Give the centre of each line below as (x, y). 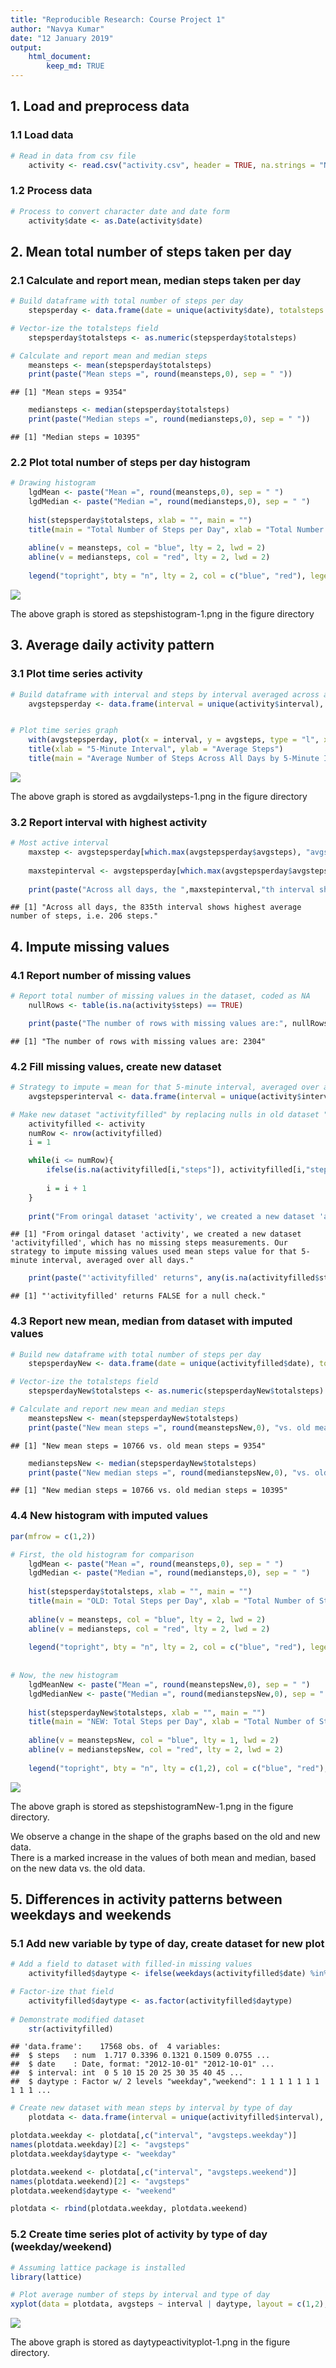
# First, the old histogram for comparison (102, 1554)
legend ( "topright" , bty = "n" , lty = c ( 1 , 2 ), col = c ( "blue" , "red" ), (178, 1768)
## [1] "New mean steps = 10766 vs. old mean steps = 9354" (138, 1446)
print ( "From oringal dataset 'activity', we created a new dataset (171, 1216)
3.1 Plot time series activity (76, 674)
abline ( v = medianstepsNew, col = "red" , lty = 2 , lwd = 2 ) (156, 1750)
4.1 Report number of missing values (101, 975)
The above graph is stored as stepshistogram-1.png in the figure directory (162, 613)
